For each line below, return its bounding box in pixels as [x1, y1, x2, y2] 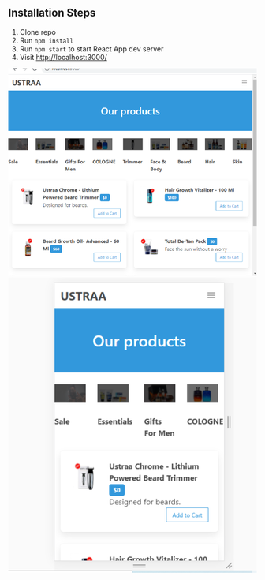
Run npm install [19, 36, 74, 45]
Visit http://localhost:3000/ [19, 52, 108, 62]
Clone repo [19, 27, 57, 36]
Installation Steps [8, 6, 96, 20]
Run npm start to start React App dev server [19, 43, 164, 54]
